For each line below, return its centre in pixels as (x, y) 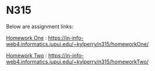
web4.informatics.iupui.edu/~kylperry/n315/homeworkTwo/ (77, 62)
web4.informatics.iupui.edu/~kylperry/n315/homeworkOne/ (77, 44)
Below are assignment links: (40, 26)
